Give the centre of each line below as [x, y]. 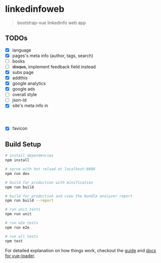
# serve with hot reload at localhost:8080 [50, 169]
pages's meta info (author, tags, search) [53, 56]
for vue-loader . [20, 256]
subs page [23, 72]
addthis [20, 78]
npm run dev [17, 173]
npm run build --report [29, 200]
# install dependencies [29, 156]
